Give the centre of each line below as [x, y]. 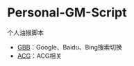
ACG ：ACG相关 [40, 56]
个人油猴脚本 [25, 32]
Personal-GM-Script [67, 13]
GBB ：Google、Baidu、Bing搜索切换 [70, 47]
